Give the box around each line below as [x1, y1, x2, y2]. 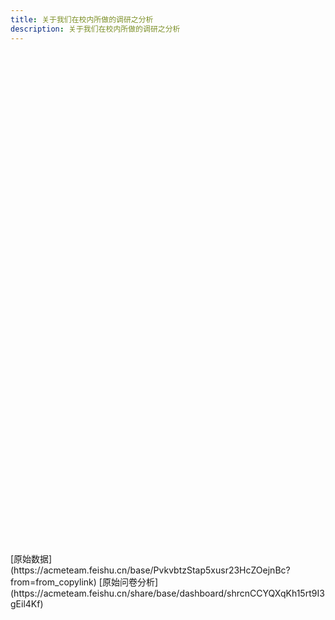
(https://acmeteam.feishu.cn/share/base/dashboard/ [10, 587, 228, 599]
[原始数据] [10, 552, 53, 565]
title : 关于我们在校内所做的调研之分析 [10, 14, 154, 25]
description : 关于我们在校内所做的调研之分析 [10, 24, 181, 34]
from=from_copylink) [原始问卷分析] [10, 576, 159, 588]
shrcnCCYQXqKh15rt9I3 [226, 587, 325, 599]
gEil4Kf [10, 597, 41, 610]
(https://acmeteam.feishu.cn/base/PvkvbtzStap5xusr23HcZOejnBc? [10, 564, 291, 576]
